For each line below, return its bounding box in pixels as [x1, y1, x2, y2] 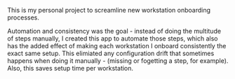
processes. [7, 13, 40, 22]
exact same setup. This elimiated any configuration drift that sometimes [7, 49, 215, 57]
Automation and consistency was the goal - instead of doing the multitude [7, 27, 222, 35]
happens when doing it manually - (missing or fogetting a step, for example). [7, 57, 229, 65]
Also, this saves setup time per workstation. [7, 64, 134, 72]
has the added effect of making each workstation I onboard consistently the [7, 42, 227, 50]
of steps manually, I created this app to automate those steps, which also [7, 34, 219, 43]
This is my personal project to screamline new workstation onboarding [7, 6, 211, 14]
